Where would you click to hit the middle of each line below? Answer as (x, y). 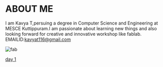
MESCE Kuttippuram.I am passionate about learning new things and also (81, 28)
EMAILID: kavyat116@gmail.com (38, 39)
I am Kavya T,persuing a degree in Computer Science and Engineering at (82, 23)
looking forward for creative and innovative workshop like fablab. (73, 34)
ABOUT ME (29, 9)
